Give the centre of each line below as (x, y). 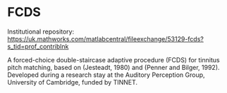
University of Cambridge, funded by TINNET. (73, 82)
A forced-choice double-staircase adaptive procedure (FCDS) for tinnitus (114, 59)
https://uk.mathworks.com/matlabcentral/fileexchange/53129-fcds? (106, 38)
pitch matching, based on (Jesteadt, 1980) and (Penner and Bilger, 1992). (114, 67)
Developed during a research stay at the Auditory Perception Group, (106, 75)
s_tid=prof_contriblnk (38, 46)
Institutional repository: (41, 31)
